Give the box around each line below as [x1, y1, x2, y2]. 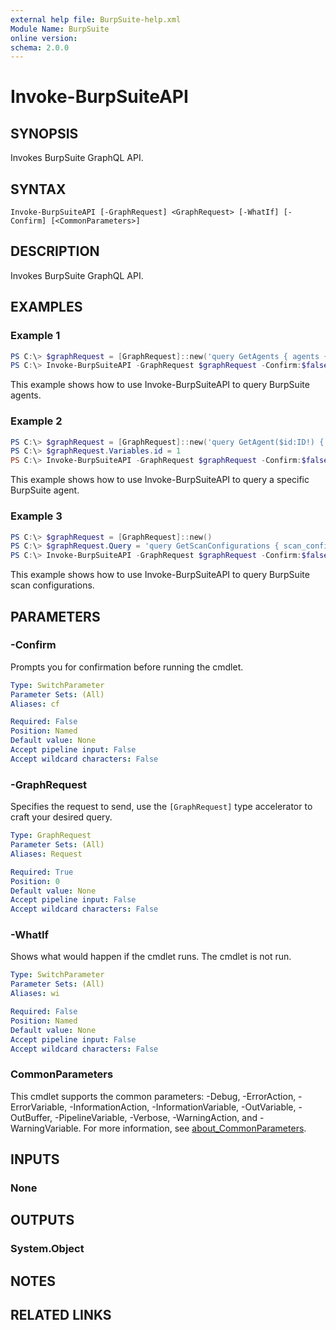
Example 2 [10, 414, 63, 428]
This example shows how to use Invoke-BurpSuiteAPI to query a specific [10, 474, 310, 486]
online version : [10, 33, 78, 43]
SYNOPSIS [10, 125, 79, 142]
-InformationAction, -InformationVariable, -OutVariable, [69, 1101, 297, 1113]
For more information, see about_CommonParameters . [83, 1122, 307, 1134]
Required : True [10, 867, 74, 877]
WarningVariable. [10, 1122, 82, 1134]
